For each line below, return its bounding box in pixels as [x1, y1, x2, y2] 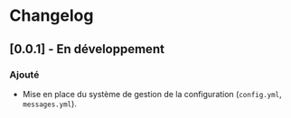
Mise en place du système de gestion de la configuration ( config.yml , [22, 88, 282, 99]
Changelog [9, 5, 94, 26]
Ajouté [9, 68, 40, 81]
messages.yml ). [22, 98, 77, 109]
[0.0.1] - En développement [9, 41, 165, 57]
